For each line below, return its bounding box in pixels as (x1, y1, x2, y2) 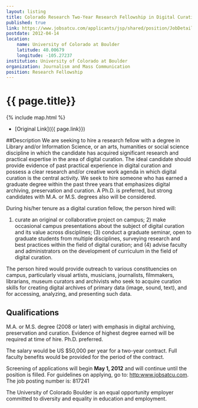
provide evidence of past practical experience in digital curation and (6, 162, 172, 169)
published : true (6, 19, 46, 25)
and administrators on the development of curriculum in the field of (14, 247, 178, 254)
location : (6, 36, 31, 42)
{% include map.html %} (6, 114, 66, 121)
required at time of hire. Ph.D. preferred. (6, 336, 103, 342)
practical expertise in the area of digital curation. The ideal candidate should (6, 156, 192, 163)
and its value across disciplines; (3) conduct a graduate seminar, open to (14, 229, 192, 236)
